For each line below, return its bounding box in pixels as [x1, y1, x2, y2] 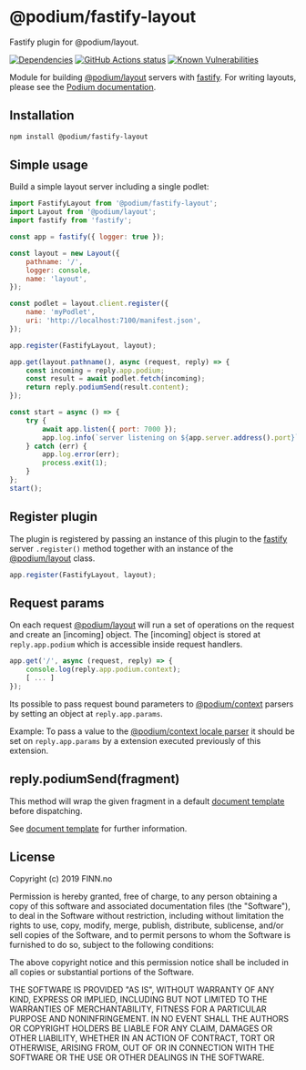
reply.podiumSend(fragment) [9, 771, 180, 787]
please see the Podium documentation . [9, 81, 157, 92]
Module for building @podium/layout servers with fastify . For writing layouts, [9, 71, 297, 83]
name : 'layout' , [25, 274, 88, 283]
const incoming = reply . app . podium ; [25, 366, 166, 375]
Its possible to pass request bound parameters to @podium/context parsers [9, 698, 294, 709]
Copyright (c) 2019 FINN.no [9, 873, 113, 884]
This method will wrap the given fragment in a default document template [9, 795, 285, 807]
